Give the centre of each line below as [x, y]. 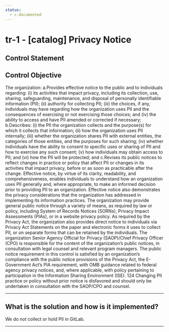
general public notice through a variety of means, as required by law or [79, 206]
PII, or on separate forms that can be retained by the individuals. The [76, 232]
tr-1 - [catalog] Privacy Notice [68, 40]
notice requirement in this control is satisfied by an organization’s [72, 254]
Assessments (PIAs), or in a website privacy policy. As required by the [78, 216]
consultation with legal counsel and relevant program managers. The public [83, 249]
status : [13, 10]
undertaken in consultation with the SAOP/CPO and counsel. [68, 286]
